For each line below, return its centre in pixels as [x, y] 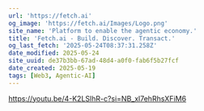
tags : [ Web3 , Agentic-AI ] [52, 76]
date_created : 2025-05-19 [52, 68]
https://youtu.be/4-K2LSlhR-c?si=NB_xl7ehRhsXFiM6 [98, 98]
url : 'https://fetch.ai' [50, 16]
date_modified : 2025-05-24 [54, 53]
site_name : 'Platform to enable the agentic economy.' [103, 31]
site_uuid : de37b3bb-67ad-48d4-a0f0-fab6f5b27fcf [94, 61]
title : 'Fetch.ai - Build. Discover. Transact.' [92, 38]
